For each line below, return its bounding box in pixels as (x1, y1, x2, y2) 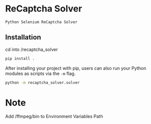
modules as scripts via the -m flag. (5, 70, 76, 76)
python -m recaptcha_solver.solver (5, 80, 80, 85)
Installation (5, 33, 41, 41)
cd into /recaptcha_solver (5, 46, 58, 52)
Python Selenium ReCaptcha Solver (5, 19, 78, 24)
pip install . (5, 56, 35, 61)
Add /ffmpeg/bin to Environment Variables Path (5, 113, 103, 119)
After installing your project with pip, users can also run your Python (5, 65, 146, 71)
